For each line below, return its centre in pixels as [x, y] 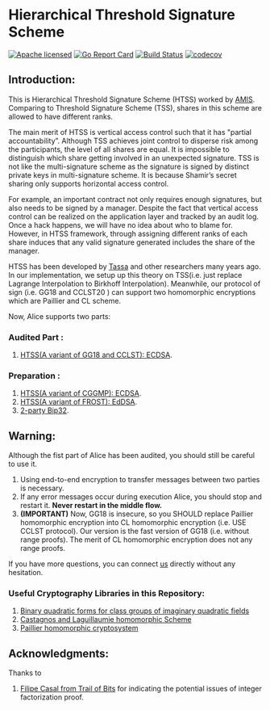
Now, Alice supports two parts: [60, 316]
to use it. [23, 464]
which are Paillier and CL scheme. [65, 300]
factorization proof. [52, 697]
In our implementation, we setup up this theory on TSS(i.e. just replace [125, 275]
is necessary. [42, 488]
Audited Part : [36, 337]
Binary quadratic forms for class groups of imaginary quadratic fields [135, 611]
